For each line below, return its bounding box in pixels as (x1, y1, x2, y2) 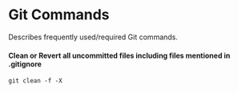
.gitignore (8, 59, 42, 69)
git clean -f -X (8, 77, 63, 85)
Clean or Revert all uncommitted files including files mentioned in (8, 51, 231, 60)
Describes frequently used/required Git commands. (8, 32, 179, 42)
